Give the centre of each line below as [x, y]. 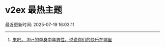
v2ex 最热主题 [34, 10]
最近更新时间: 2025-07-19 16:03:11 [40, 24]
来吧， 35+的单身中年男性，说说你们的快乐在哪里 [62, 39]
